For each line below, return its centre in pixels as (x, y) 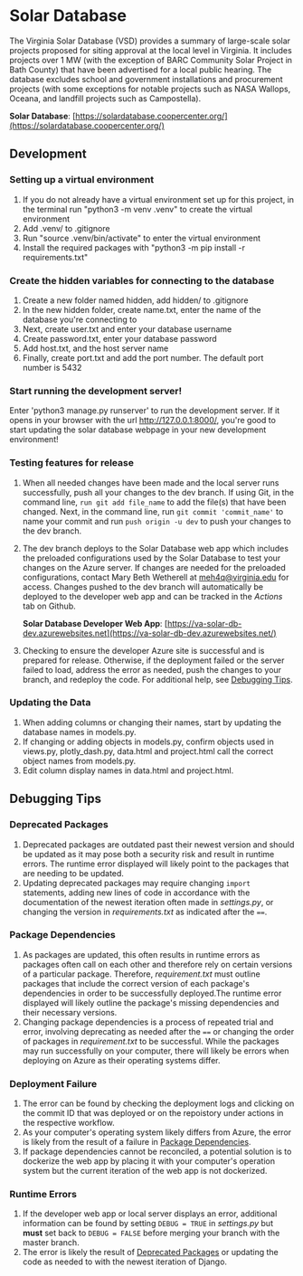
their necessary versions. (70, 1012)
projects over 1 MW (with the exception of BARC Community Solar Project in (151, 60)
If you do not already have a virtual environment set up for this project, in (158, 199)
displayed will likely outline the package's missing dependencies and (151, 1002)
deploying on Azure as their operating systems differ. (121, 1060)
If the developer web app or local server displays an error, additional (150, 1214)
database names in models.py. (80, 732)
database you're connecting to (80, 319)
